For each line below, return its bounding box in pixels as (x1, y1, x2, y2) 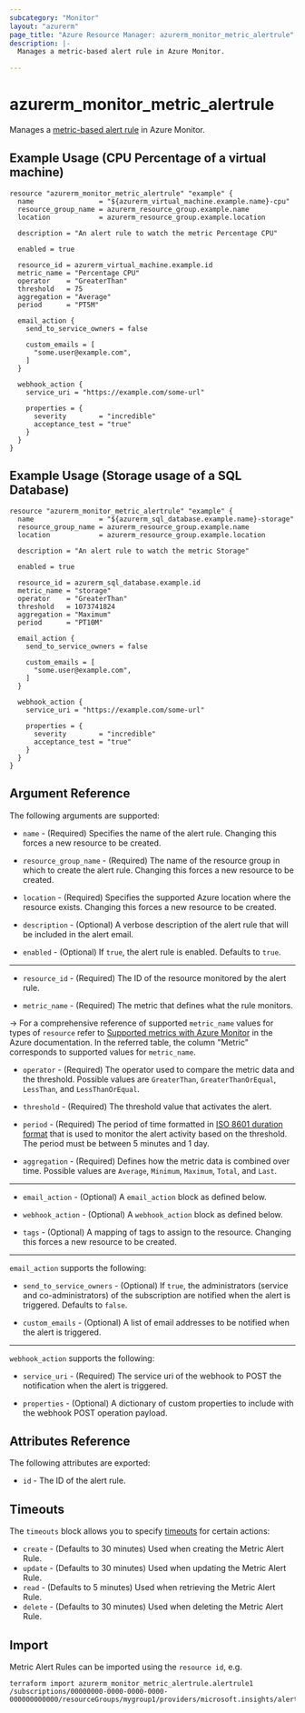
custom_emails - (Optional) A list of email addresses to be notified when (22, 1317, 290, 1327)
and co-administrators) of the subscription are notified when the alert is (22, 1289, 290, 1300)
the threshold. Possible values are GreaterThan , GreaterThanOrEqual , (22, 1074, 277, 1085)
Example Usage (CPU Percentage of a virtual (9, 151, 267, 166)
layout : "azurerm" (9, 22, 79, 31)
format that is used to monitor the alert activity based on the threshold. (22, 1128, 288, 1139)
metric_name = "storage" (17, 586, 112, 596)
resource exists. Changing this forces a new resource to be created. (22, 901, 277, 912)
